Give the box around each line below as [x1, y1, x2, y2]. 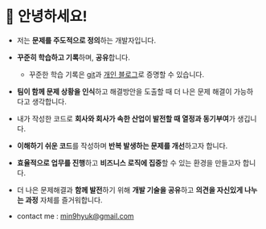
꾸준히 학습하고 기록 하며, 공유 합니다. [16, 52, 131, 62]
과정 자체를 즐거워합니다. [24, 194, 103, 205]
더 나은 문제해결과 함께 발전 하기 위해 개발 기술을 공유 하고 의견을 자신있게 [16, 185, 243, 194]
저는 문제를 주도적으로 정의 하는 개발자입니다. [16, 35, 156, 45]
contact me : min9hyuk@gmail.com [16, 211, 135, 221]
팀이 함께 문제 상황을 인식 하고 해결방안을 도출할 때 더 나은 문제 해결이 [16, 86, 232, 96]
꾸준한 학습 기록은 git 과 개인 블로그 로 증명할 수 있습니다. [28, 69, 204, 79]
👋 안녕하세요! [5, 7, 88, 26]
